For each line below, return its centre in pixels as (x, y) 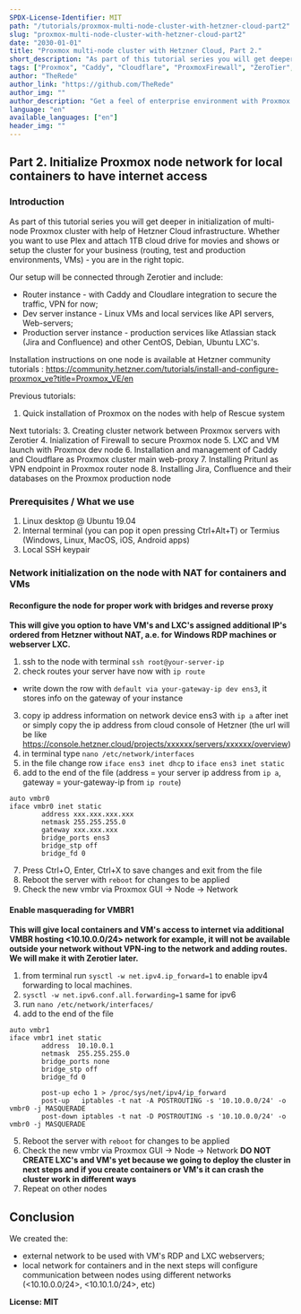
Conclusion (42, 1217)
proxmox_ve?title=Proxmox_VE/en (72, 379)
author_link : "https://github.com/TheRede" (92, 84)
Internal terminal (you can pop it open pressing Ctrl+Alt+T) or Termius (151, 530)
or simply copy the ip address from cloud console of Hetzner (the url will (156, 725)
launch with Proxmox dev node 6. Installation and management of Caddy (143, 449)
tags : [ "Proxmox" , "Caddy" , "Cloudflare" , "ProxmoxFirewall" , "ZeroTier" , (152, 68)
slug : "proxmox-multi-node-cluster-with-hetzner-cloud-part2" (128, 34)
